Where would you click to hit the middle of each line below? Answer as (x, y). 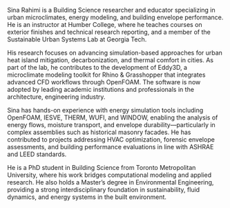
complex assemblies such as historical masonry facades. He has (99, 132)
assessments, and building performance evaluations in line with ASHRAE (111, 147)
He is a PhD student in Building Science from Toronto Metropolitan (102, 168)
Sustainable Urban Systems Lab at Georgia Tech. (77, 39)
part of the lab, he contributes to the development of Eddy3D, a (97, 67)
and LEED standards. (37, 154)
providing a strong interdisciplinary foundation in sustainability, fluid (104, 190)
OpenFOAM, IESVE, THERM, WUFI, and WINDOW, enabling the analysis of (113, 117)
